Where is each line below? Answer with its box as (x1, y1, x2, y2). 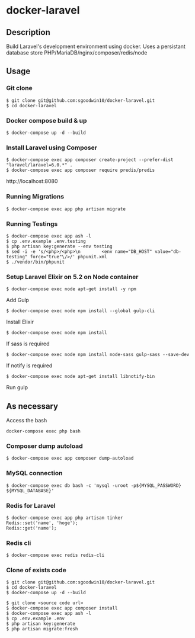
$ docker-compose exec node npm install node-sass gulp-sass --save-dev (6, 352, 190, 358)
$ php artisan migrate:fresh (6, 626, 78, 632)
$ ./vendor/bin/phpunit (6, 259, 65, 265)
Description (6, 27, 50, 37)
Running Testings (6, 220, 58, 228)
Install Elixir (6, 318, 34, 326)
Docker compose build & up (6, 116, 87, 124)
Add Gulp (6, 297, 30, 304)
